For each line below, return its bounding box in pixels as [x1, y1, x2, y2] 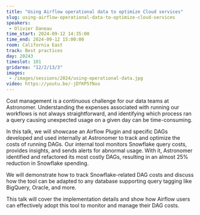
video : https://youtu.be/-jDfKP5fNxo [6, 81, 101, 87]
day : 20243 [6, 53, 34, 59]
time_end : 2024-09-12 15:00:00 [6, 36, 84, 42]
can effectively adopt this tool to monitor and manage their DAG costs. [6, 202, 180, 209]
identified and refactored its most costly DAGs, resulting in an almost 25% [6, 153, 189, 160]
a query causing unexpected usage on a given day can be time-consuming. [6, 116, 193, 123]
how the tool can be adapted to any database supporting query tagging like [6, 177, 192, 185]
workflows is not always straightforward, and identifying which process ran [6, 110, 192, 117]
